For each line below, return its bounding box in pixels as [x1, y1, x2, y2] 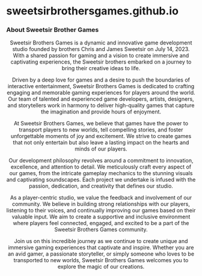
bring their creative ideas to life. [61, 65, 141, 72]
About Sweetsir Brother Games [6, 26, 99, 34]
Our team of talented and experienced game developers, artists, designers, [8, 95, 194, 103]
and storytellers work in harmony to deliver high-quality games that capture [7, 102, 195, 109]
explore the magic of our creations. [57, 263, 145, 271]
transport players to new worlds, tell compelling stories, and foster [19, 126, 183, 133]
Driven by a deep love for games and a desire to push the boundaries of [11, 76, 191, 83]
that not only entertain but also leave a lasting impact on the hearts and [13, 139, 189, 146]
